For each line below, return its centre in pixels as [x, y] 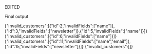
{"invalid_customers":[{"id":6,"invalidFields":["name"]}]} [61, 36]
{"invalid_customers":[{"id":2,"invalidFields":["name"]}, [60, 26]
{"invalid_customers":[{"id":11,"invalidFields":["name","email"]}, [68, 41]
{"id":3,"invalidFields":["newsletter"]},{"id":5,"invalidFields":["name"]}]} [76, 31]
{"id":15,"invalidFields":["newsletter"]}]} [44, 46]
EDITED [12, 7]
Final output [17, 16]
